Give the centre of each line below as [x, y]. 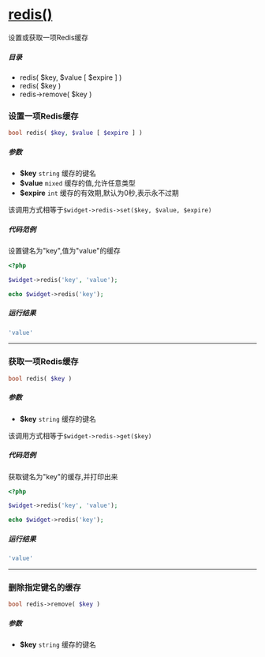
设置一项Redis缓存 [43, 116]
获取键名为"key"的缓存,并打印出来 [63, 476]
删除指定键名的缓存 [45, 588]
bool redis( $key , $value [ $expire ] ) [76, 133]
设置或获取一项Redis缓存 [49, 37]
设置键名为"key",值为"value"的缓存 [64, 251]
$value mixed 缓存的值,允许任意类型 [77, 183]
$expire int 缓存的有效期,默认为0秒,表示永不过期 [99, 193]
